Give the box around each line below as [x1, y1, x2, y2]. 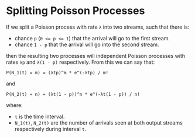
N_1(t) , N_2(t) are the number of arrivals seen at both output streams [14, 119, 183, 126]
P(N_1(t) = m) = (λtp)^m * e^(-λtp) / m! [6, 70, 109, 75]
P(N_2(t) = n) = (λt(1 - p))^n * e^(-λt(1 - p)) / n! [6, 91, 141, 97]
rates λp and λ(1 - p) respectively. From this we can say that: [6, 58, 155, 65]
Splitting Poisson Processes [6, 4, 145, 18]
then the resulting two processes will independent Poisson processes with [6, 52, 186, 59]
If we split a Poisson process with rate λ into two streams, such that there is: [6, 23, 190, 30]
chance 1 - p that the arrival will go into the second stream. [14, 41, 159, 48]
